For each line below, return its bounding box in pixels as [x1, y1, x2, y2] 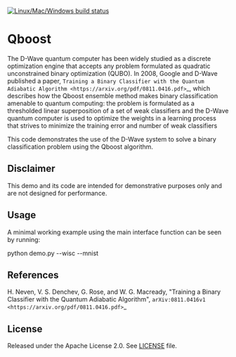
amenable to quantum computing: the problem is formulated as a [7, 99, 195, 107]
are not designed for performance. [7, 189, 107, 197]
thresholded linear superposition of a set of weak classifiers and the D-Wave [7, 106, 229, 115]
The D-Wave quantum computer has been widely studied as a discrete [7, 54, 211, 62]
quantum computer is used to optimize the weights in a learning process [7, 114, 216, 122]
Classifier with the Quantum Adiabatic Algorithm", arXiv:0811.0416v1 [7, 295, 206, 304]
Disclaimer [7, 163, 55, 175]
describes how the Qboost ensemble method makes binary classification [7, 91, 218, 100]
